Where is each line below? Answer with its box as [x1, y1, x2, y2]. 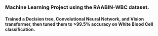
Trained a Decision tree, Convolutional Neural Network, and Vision [5, 16, 144, 22]
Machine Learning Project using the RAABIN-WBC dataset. [5, 4, 149, 11]
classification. [5, 26, 36, 32]
